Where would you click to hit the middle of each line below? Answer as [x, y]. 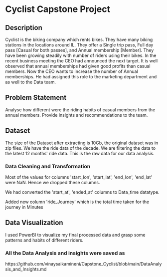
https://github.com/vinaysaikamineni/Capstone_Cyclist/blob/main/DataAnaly [83, 264]
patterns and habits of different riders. [44, 240]
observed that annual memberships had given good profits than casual [78, 66]
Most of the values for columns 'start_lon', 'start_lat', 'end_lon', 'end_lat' [79, 177]
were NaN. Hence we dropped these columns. [53, 182]
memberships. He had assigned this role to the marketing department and [81, 77]
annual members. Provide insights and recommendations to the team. [77, 115]
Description [24, 28]
